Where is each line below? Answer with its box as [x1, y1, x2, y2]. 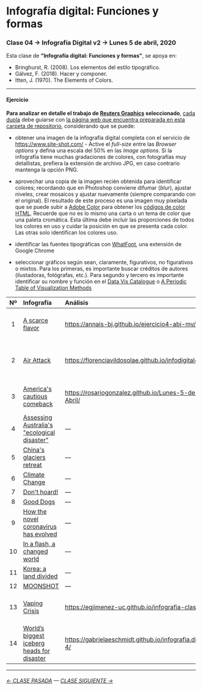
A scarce [23, 316, 49, 325]
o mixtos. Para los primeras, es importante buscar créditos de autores [14, 265, 188, 272]
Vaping [23, 599, 43, 608]
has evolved [23, 530, 57, 538]
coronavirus [23, 522, 57, 530]
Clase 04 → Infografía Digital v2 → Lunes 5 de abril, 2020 [6, 39, 176, 47]
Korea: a [23, 564, 47, 573]
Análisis [64, 298, 89, 306]
